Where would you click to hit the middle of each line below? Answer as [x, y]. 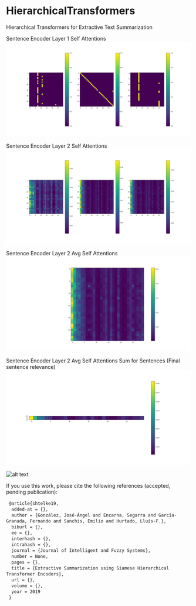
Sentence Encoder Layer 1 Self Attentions [56, 38]
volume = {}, [27, 586]
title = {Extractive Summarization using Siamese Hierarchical [90, 568]
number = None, [30, 556]
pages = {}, [26, 562]
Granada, [17, 521]
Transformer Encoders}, [35, 574]
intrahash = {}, [31, 545]
